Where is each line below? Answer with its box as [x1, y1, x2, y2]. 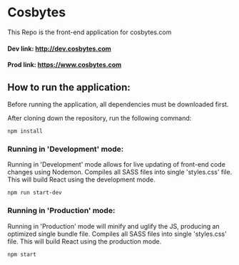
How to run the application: [7, 81, 131, 93]
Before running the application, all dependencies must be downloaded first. [7, 100, 229, 108]
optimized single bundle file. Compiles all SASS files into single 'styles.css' [7, 229, 227, 238]
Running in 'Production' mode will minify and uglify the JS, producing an [7, 222, 220, 230]
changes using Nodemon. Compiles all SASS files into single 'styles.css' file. [7, 168, 233, 177]
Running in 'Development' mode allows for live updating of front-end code [7, 160, 226, 169]
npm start [7, 251, 37, 258]
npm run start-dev [7, 189, 62, 197]
